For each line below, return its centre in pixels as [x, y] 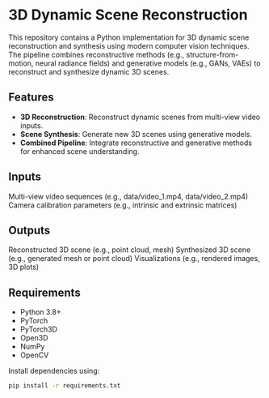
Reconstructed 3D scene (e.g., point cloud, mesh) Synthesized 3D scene [130, 250]
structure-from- [212, 54]
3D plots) [23, 267]
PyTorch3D [39, 329]
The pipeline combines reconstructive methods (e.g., [97, 54]
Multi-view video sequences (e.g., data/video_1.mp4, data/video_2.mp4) [128, 196]
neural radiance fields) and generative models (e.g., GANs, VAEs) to [148, 63]
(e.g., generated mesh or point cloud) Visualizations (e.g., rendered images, [134, 259]
